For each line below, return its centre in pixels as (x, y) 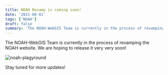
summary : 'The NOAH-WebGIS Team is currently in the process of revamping (85, 28)
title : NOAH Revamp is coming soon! (43, 10)
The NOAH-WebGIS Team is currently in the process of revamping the (77, 42)
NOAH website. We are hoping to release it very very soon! (66, 48)
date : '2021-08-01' (25, 14)
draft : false (19, 24)
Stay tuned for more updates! (35, 67)
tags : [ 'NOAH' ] (21, 19)
